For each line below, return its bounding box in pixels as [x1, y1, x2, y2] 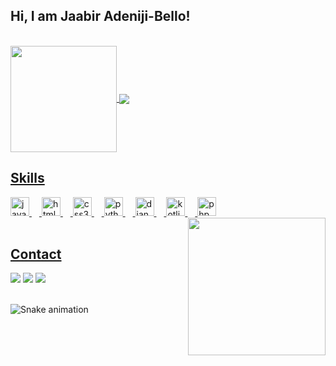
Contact [10, 246, 62, 263]
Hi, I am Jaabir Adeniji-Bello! [10, 8, 191, 25]
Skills [10, 170, 45, 187]
